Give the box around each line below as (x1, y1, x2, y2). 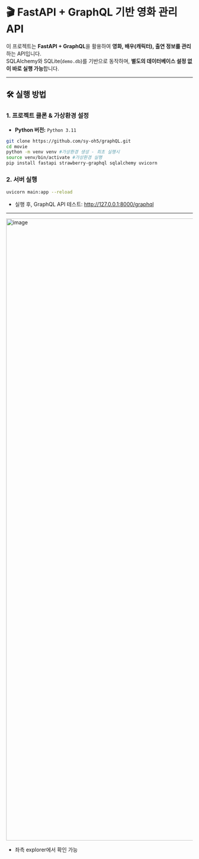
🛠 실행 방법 (6, 90, 46, 100)
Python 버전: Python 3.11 (14, 126, 77, 133)
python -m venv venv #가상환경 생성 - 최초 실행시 (6, 149, 120, 155)
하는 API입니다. (6, 50, 41, 57)
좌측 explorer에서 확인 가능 (14, 846, 78, 854)
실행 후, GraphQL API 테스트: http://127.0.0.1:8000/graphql (14, 200, 154, 208)
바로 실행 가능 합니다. (12, 65, 59, 72)
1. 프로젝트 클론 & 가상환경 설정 (6, 111, 89, 120)
